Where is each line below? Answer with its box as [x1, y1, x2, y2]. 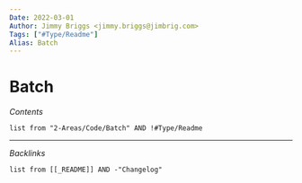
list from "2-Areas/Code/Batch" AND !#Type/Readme [9, 124, 203, 133]
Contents [9, 107, 43, 118]
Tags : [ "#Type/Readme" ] [9, 30, 99, 39]
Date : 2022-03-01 [9, 13, 75, 22]
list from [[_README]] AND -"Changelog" [9, 165, 164, 175]
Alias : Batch [9, 38, 58, 48]
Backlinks [9, 148, 46, 159]
